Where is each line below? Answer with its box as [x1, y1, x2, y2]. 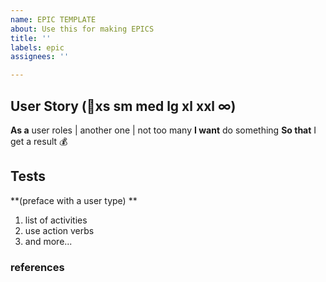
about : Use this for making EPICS [10, 24, 155, 34]
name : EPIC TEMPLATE [10, 14, 97, 25]
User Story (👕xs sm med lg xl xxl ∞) [10, 97, 237, 115]
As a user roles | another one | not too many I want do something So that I [10, 124, 317, 136]
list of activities [24, 214, 88, 226]
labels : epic [10, 42, 65, 53]
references [10, 260, 65, 274]
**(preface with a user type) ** [10, 194, 138, 206]
